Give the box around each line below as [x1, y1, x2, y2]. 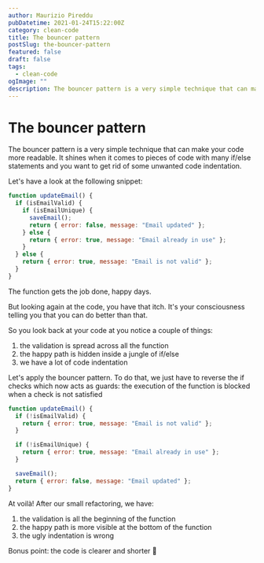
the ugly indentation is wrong [19, 531, 115, 540]
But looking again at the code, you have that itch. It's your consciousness [8, 302, 245, 311]
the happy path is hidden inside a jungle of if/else [19, 349, 179, 358]
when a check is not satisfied [8, 389, 103, 398]
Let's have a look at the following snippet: [8, 176, 143, 186]
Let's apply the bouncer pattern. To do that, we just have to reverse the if [8, 372, 245, 382]
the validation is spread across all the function [19, 340, 169, 350]
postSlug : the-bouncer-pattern [8, 41, 111, 49]
